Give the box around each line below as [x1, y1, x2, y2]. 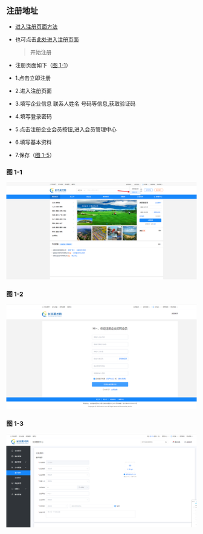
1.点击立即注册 [14, 74, 51, 82]
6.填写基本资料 [14, 138, 53, 146]
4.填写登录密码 [14, 112, 53, 120]
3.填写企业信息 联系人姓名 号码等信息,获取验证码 [14, 100, 136, 107]
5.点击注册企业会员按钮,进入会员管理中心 [14, 126, 117, 133]
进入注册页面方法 [14, 23, 58, 30]
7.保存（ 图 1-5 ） [14, 151, 56, 158]
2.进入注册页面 [14, 87, 53, 94]
